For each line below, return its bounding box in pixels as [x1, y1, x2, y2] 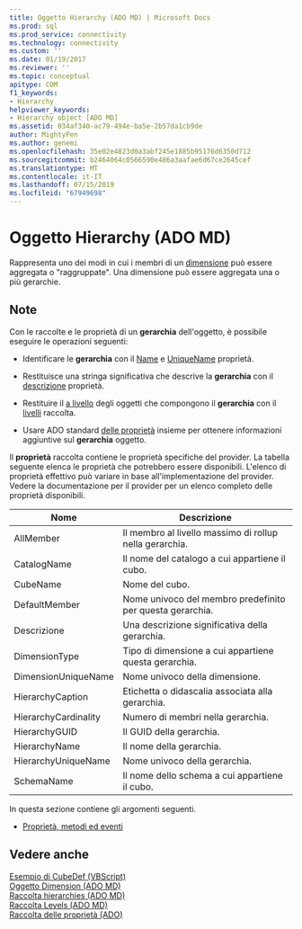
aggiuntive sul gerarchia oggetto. [22, 433, 147, 445]
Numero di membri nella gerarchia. [122, 710, 270, 723]
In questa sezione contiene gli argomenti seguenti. [9, 803, 196, 814]
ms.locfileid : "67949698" [9, 189, 106, 198]
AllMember [13, 531, 60, 544]
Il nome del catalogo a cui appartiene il [122, 552, 286, 565]
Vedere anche [9, 847, 90, 862]
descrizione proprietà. [22, 380, 105, 391]
